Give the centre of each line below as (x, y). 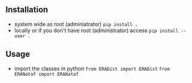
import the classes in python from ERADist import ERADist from (92, 68)
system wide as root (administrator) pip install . (76, 24)
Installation (27, 10)
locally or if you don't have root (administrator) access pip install (96, 30)
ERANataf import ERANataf (46, 74)
